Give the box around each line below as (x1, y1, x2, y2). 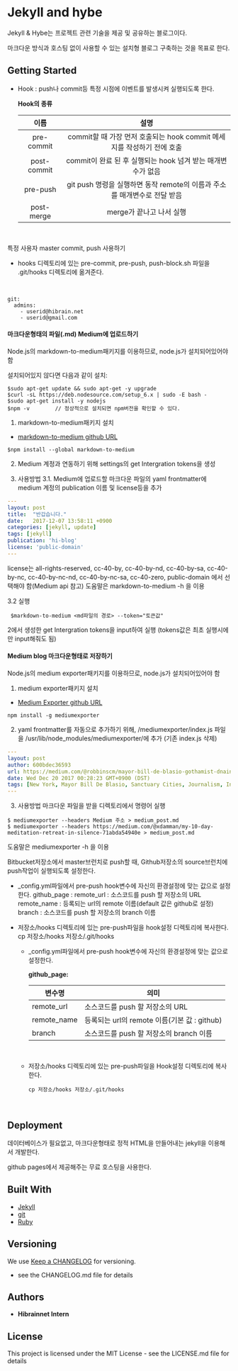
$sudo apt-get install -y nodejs (7, 397, 106, 405)
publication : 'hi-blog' (7, 537, 78, 544)
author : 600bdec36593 (7, 761, 72, 769)
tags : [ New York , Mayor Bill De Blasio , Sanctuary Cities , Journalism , (7, 781, 223, 789)
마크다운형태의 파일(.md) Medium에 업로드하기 (7, 330, 139, 339)
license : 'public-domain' (7, 543, 84, 551)
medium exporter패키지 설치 (17, 684, 98, 693)
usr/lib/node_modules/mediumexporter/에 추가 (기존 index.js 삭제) (27, 734, 217, 743)
